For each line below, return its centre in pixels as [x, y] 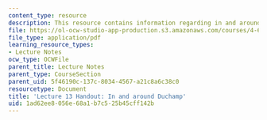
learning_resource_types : [51, 45]
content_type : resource [48, 15]
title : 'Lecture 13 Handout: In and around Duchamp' [97, 96]
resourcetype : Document [48, 89]
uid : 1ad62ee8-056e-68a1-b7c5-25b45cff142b [81, 103]
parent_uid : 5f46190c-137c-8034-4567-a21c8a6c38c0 [94, 81]
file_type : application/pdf [55, 37]
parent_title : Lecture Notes [56, 67]
